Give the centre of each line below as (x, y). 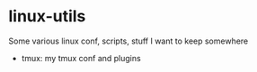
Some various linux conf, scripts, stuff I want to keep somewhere (128, 41)
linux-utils (47, 16)
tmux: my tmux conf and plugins (81, 58)
